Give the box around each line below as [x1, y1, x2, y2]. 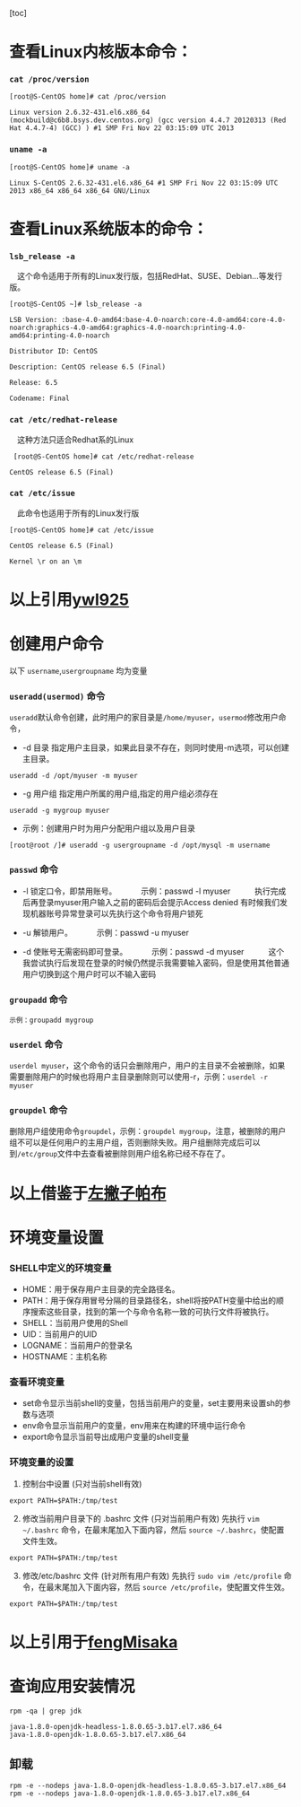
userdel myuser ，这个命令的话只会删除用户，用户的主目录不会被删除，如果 [9, 1061, 286, 1071]
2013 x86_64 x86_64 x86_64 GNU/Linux [9, 186, 150, 196]
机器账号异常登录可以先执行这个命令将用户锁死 [30, 908, 203, 919]
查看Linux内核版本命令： [9, 42, 193, 62]
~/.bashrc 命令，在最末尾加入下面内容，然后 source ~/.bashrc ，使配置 [21, 1524, 285, 1535]
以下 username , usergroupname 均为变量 [9, 665, 148, 676]
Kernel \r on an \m [9, 556, 82, 566]
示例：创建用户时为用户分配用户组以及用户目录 [21, 823, 195, 834]
